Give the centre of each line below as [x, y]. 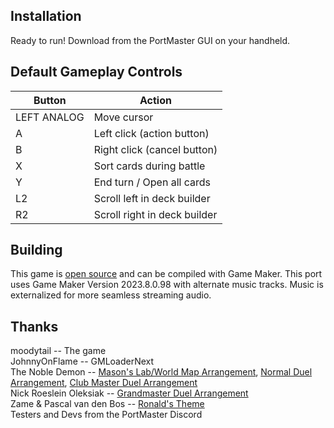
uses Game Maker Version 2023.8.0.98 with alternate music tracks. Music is [167, 285]
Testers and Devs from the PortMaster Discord [106, 415]
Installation [46, 16]
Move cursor [123, 117]
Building [36, 250]
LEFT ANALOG [50, 117]
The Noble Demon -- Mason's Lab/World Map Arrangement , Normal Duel [161, 372]
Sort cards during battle [149, 166]
